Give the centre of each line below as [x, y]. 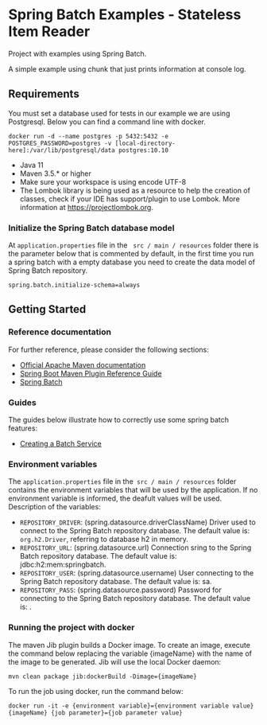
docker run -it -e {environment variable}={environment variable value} [131, 706]
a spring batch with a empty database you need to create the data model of [132, 262]
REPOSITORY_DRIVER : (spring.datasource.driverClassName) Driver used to [137, 522]
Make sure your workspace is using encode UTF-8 [103, 181]
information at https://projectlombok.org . [86, 207]
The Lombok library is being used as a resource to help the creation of [135, 190]
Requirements [44, 94]
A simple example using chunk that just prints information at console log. [127, 68]
